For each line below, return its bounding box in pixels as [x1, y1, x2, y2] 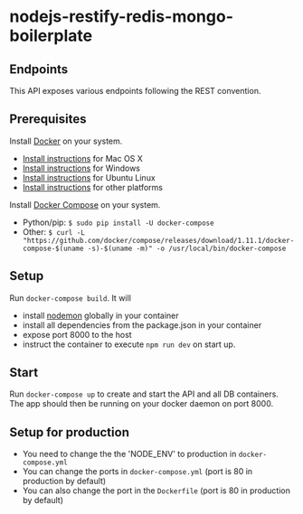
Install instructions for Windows [22, 163, 140, 173]
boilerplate [9, 25, 93, 46]
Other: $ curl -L [22, 226, 86, 237]
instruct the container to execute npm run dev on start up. [22, 339, 236, 350]
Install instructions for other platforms [22, 182, 163, 192]
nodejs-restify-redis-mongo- [9, 6, 233, 27]
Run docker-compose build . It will [9, 292, 131, 304]
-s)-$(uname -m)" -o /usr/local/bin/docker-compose [87, 244, 287, 253]
